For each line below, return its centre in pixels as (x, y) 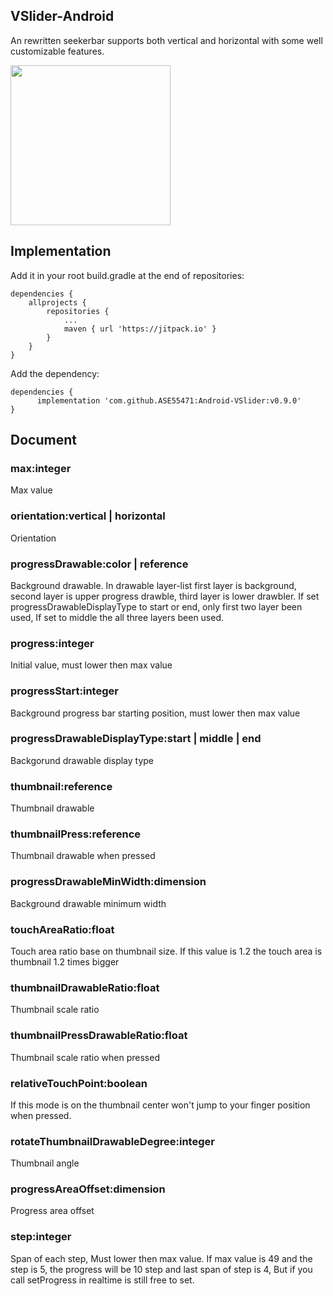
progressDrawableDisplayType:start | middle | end (136, 739)
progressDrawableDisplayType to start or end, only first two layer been (156, 606)
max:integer (41, 468)
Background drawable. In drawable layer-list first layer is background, (153, 585)
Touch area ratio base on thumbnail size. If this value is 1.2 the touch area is (166, 951)
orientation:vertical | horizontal (88, 516)
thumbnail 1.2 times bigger (65, 961)
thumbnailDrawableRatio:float (85, 987)
